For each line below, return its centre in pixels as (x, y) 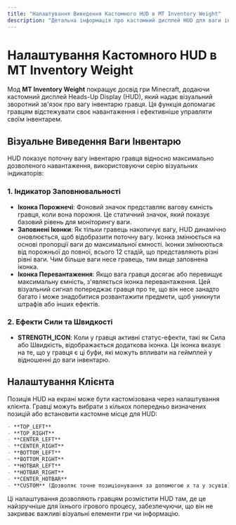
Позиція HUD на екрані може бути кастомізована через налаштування (113, 398)
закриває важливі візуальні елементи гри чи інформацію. (94, 514)
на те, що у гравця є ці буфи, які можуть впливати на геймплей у (115, 352)
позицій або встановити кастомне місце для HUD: (83, 414)
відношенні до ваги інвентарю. (64, 360)
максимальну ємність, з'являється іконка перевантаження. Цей (114, 281)
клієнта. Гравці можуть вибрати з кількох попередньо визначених (107, 406)
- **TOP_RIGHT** (31, 433)
